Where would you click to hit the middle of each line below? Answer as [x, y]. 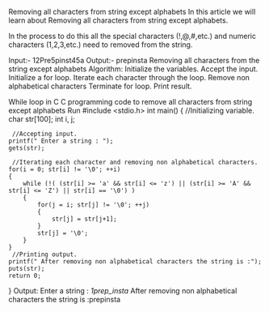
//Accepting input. [45, 134]
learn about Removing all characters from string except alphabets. [118, 20]
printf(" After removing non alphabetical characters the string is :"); [135, 262]
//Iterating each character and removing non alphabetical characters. [135, 162]
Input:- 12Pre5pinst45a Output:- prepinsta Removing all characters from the [134, 60]
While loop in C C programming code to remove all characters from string [130, 102]
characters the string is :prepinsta [65, 299]
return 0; [25, 276]
